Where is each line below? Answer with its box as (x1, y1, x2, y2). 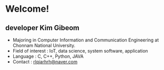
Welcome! (5, 3, 49, 15)
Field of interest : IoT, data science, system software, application (12, 48, 148, 54)
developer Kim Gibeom (5, 24, 80, 32)
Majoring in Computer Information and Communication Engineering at (12, 37, 159, 43)
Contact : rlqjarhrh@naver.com (12, 59, 78, 64)
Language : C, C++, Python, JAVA (12, 53, 84, 59)
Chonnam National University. (12, 42, 75, 49)
